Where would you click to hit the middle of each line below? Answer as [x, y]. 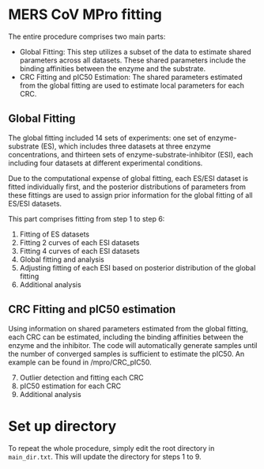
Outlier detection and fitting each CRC [81, 377]
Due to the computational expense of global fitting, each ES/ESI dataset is [128, 178]
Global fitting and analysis [62, 259]
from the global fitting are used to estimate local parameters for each [132, 85]
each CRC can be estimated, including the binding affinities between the [126, 337]
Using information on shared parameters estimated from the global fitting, [128, 328]
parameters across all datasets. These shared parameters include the [133, 60]
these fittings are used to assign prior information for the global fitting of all [130, 195]
